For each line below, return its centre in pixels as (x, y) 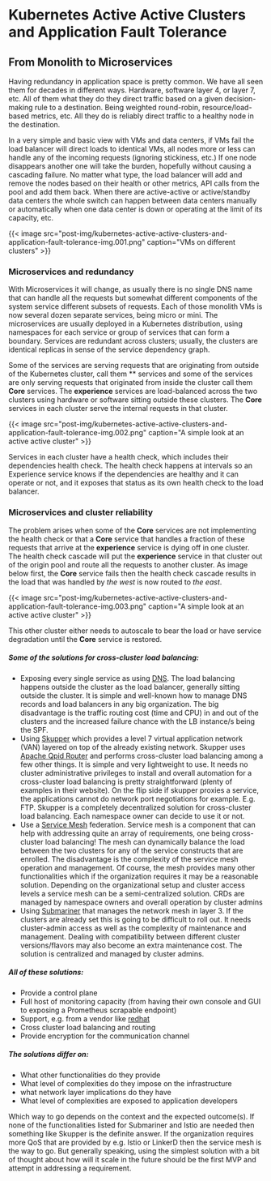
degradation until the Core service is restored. (85, 639)
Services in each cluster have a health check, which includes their (119, 457)
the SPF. (34, 730)
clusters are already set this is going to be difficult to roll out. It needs (135, 919)
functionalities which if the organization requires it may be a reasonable (139, 876)
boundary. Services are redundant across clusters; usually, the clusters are (133, 341)
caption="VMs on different (191, 242)
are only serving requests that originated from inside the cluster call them (131, 383)
